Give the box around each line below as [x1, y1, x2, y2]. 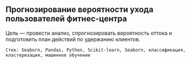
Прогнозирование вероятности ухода [5, 5, 154, 15]
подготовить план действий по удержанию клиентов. [5, 35, 141, 43]
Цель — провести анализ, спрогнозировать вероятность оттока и [5, 29, 173, 36]
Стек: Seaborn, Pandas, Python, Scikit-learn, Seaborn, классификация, [5, 47, 186, 53]
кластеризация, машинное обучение [5, 52, 91, 58]
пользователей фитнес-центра [5, 14, 128, 24]
